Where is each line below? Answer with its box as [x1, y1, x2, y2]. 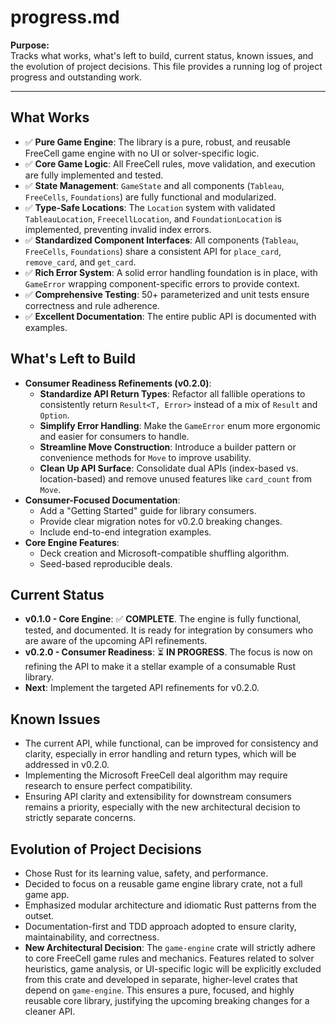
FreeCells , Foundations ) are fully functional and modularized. [24, 191, 277, 203]
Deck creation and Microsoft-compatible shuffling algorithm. [39, 547, 290, 559]
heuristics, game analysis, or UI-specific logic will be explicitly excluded [24, 963, 322, 975]
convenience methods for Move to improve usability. [39, 451, 252, 463]
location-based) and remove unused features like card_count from [39, 472, 312, 485]
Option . [39, 409, 70, 421]
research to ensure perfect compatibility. [24, 780, 193, 792]
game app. [24, 889, 70, 900]
